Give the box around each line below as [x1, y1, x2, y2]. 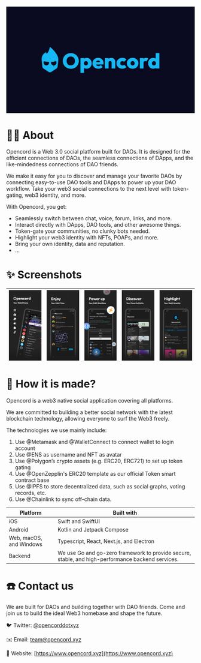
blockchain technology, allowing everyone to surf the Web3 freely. [6, 415, 170, 422]
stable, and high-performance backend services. [57, 556, 179, 563]
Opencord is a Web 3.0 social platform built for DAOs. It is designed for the [6, 148, 190, 155]
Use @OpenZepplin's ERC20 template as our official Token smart [14, 470, 176, 478]
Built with [112, 509, 138, 516]
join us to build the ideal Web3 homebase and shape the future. [6, 610, 163, 617]
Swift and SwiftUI [57, 517, 100, 525]
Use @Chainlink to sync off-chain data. [14, 496, 112, 503]
